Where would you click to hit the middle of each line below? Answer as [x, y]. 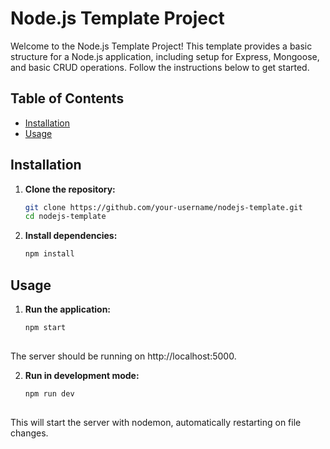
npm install [49, 254]
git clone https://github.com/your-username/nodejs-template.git [163, 207]
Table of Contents [67, 98]
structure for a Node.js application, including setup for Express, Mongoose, [165, 56]
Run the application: [68, 309]
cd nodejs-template [65, 217]
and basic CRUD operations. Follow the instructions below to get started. [160, 67]
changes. [29, 433]
